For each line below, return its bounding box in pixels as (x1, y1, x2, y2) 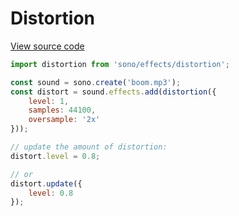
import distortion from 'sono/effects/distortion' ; (10, 59, 230, 69)
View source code (10, 40, 85, 52)
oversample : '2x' (28, 115, 101, 125)
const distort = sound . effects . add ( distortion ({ (10, 87, 217, 97)
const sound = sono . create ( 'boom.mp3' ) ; (10, 77, 182, 87)
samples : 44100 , (28, 105, 97, 116)
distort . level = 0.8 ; (10, 151, 101, 161)
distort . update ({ (10, 178, 83, 189)
